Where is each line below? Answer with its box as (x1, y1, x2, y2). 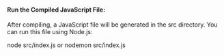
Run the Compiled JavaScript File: (7, 5, 106, 14)
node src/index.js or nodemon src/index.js (7, 41, 126, 49)
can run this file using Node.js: (7, 28, 93, 36)
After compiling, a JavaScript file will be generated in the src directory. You (7, 20, 218, 29)
